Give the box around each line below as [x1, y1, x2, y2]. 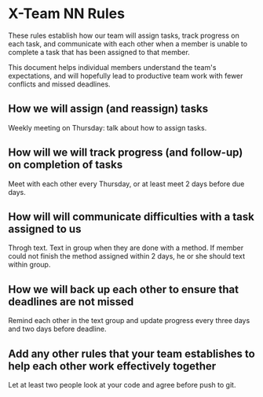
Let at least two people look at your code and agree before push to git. [8, 380, 236, 389]
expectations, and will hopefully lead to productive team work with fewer [8, 71, 243, 80]
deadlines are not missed [8, 295, 134, 308]
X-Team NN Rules [8, 5, 126, 23]
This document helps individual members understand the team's [8, 62, 217, 72]
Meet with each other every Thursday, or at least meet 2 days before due [8, 178, 245, 189]
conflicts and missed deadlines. [8, 79, 111, 89]
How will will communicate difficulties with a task [8, 210, 255, 223]
